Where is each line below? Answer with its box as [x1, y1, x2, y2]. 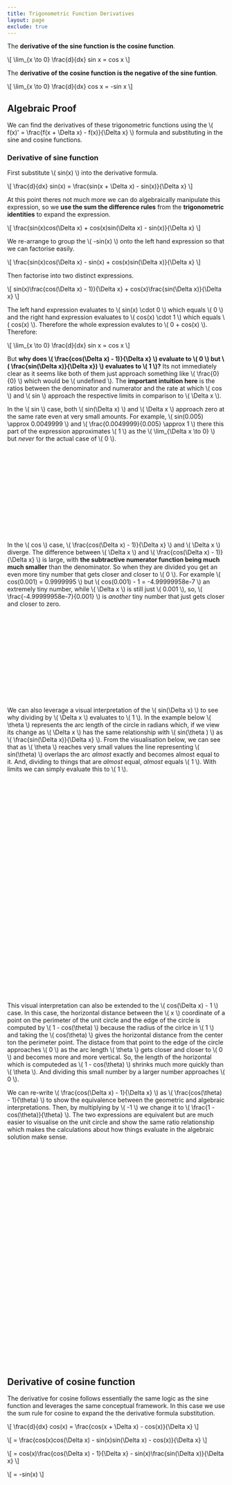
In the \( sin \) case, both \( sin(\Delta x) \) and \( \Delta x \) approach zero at [7, 405, 225, 414]
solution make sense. [7, 1132, 68, 1142]
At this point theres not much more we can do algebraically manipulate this [7, 196, 221, 204]
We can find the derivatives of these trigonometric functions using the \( [7, 121, 213, 129]
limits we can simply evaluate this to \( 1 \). [7, 765, 128, 774]
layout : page [7, 17, 45, 24]
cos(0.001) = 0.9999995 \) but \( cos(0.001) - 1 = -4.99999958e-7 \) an [7, 577, 210, 586]
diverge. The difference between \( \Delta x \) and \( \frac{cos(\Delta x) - [7, 548, 215, 557]
